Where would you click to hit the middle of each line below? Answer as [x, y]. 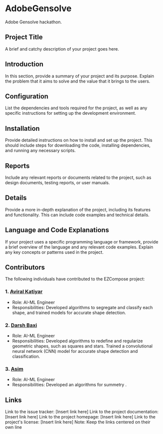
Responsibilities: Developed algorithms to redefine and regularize [77, 341]
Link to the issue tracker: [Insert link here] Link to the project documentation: [82, 412]
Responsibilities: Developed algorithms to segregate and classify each [82, 307]
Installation [22, 129]
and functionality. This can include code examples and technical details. [77, 215]
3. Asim [14, 369]
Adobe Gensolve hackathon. [34, 22]
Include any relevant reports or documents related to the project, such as [78, 177]
